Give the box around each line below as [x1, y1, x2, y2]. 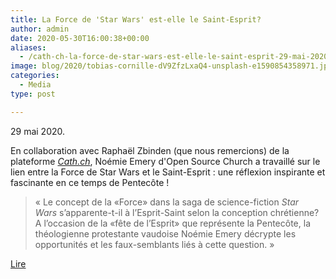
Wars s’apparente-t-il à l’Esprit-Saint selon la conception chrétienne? [34, 206, 320, 218]
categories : [10, 71, 60, 81]
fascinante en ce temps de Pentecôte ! [10, 176, 170, 188]
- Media [19, 80, 52, 90]
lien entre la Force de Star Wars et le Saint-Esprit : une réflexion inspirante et [10, 166, 326, 178]
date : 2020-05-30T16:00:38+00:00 [10, 33, 150, 43]
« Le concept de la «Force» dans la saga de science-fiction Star [34, 196, 300, 208]
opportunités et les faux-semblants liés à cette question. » [34, 238, 275, 250]
